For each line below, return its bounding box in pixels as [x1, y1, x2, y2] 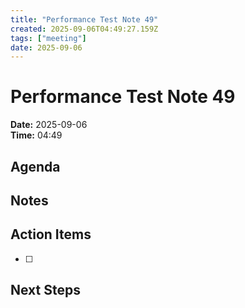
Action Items [10, 226, 92, 243]
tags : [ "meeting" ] [10, 33, 87, 43]
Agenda [10, 158, 61, 175]
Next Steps [10, 282, 81, 299]
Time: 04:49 [10, 129, 63, 141]
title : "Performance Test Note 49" [10, 14, 159, 25]
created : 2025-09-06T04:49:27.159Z [10, 24, 159, 34]
